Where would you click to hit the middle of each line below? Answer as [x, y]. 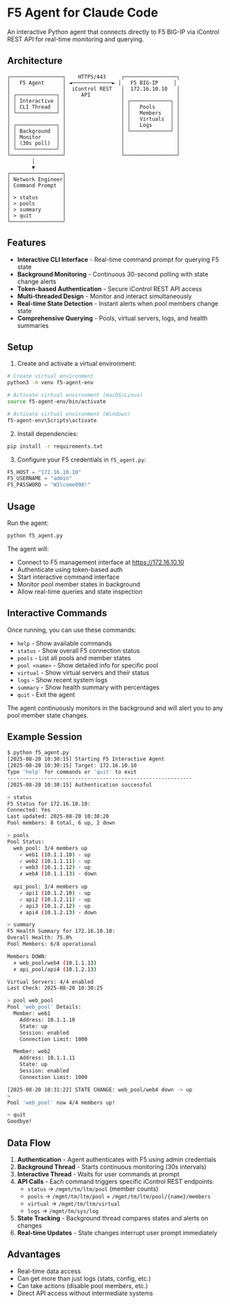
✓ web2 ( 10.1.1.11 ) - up [55, 861]
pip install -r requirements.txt [55, 446]
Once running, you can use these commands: [72, 630]
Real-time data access [49, 1271]
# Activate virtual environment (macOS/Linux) [75, 395]
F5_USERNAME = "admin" [40, 478]
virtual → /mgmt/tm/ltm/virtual [74, 1203]
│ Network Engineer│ [37, 179]
